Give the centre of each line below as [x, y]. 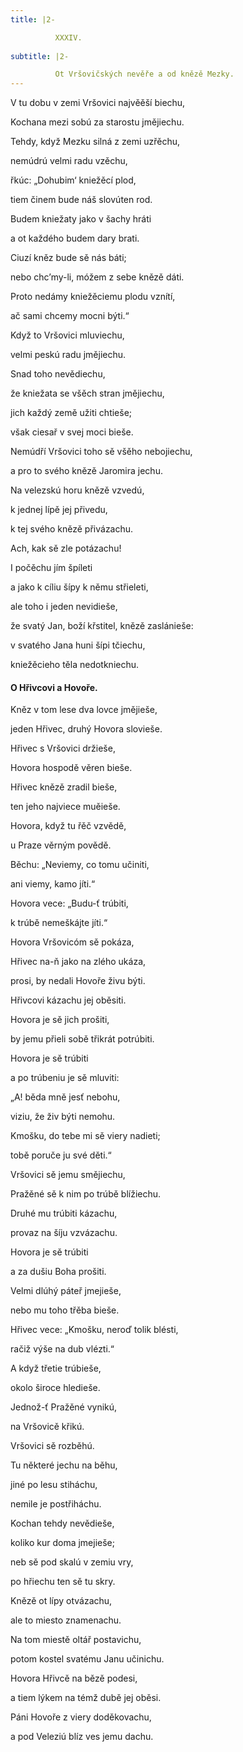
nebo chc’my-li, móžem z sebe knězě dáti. [97, 277]
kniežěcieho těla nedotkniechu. [75, 665]
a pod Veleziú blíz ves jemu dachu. [82, 1737]
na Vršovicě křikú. [47, 1427]
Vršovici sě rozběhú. [52, 1446]
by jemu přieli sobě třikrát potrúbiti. [82, 1039]
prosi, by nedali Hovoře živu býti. [78, 981]
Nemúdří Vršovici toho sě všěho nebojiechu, [101, 452]
